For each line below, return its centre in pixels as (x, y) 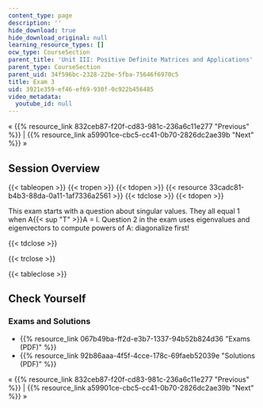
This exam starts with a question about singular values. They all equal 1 (124, 211)
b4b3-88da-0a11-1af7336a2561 (59, 196)
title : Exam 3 (32, 82)
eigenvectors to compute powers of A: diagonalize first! (99, 227)
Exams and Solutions (50, 322)
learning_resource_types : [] (56, 45)
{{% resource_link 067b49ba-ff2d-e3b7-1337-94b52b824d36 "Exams (135, 338)
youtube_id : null (44, 104)
